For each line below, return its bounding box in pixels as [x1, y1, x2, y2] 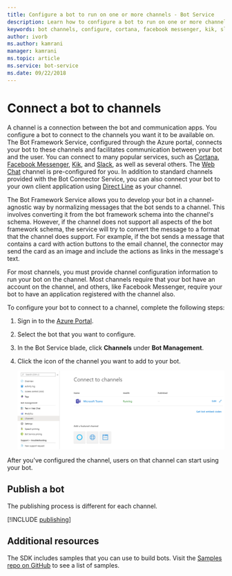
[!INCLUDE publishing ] [7, 515, 71, 523]
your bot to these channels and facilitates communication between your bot [7, 145, 222, 154]
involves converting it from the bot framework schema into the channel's [7, 210, 214, 218]
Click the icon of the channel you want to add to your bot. [17, 357, 181, 365]
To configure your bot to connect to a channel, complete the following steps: [7, 303, 225, 312]
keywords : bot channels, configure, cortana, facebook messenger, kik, [7, 26, 217, 33]
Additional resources [7, 535, 99, 547]
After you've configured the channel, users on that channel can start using [7, 456, 219, 465]
